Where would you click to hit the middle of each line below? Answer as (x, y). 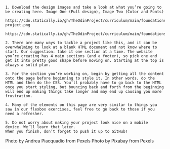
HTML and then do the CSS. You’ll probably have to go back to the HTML (83, 83)
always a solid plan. (28, 65)
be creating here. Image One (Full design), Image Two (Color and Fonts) (85, 12)
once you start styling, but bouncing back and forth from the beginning (85, 87)
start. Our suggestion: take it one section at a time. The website (79, 52)
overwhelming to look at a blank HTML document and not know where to (81, 47)
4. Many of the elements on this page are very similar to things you (81, 105)
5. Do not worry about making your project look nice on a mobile (77, 123)
